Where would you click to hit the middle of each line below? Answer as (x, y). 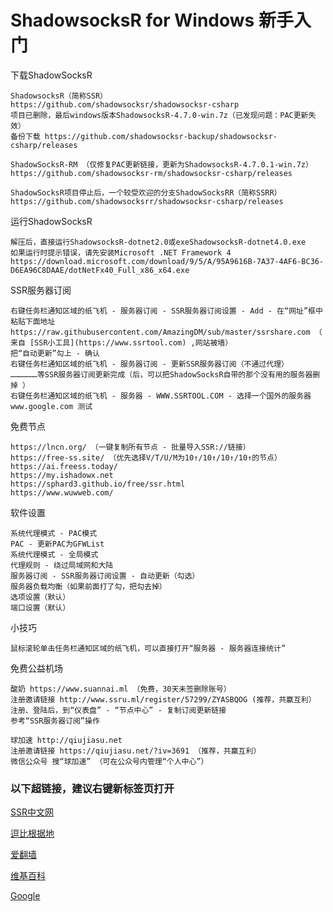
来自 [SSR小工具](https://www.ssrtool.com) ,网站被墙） (121, 342)
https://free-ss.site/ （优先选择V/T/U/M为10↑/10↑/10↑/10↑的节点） (146, 457)
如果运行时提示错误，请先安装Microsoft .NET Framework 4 (121, 252)
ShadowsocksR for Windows (132, 20)
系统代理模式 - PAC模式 (54, 533)
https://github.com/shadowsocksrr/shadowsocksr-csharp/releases (147, 201)
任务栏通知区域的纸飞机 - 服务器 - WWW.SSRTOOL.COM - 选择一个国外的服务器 (168, 396)
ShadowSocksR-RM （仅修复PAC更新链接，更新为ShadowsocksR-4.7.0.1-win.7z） (161, 164)
